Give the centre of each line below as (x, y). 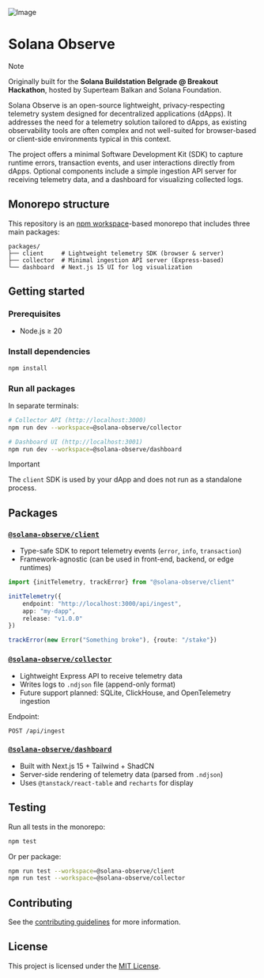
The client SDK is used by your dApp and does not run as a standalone (125, 480)
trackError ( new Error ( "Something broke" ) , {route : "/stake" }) (113, 640)
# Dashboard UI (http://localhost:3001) (76, 442)
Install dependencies (49, 352)
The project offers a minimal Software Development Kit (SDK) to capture (126, 154)
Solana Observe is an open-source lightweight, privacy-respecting (117, 105)
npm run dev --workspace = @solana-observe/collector (95, 428)
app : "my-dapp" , (49, 611)
